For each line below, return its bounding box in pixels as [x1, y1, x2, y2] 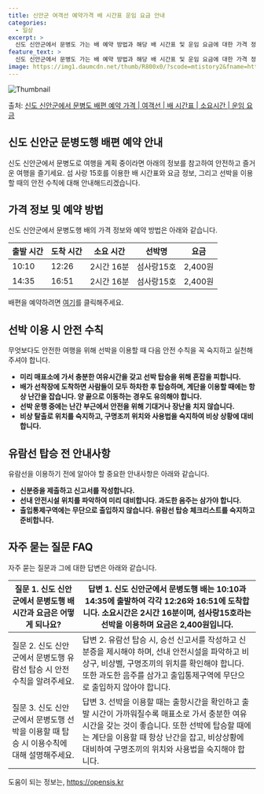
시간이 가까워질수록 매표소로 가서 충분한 [91, 708, 231, 719]
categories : [8, 19, 47, 27]
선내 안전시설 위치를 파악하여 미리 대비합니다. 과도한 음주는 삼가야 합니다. [19, 495, 242, 505]
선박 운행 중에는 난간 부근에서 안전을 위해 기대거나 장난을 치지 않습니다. [19, 402, 235, 411]
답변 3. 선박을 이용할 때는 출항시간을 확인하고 [82, 696, 240, 707]
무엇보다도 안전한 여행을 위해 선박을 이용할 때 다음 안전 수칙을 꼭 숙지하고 [8, 346, 233, 355]
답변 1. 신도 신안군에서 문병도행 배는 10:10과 [87, 584, 247, 595]
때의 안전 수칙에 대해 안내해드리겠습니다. [16, 178, 141, 187]
